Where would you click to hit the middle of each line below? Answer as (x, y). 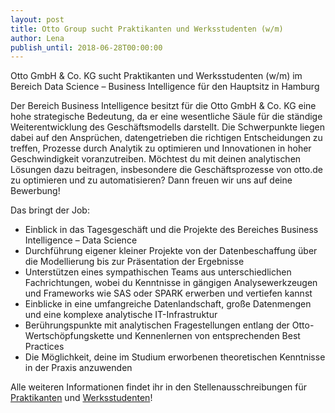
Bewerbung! (35, 191)
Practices (44, 347)
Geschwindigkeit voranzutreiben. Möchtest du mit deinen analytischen (156, 159)
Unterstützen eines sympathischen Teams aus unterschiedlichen (158, 272)
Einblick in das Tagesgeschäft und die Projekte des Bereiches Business (171, 230)
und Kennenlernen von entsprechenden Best (208, 336)
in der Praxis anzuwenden (78, 368)
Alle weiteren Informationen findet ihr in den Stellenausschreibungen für (159, 387)
